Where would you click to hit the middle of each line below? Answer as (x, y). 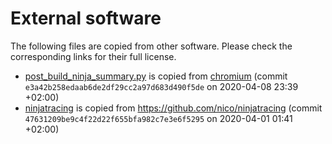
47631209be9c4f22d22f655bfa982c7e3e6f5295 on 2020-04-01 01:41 (158, 118)
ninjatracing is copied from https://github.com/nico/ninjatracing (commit (173, 108)
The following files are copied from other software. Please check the (151, 46)
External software (86, 18)
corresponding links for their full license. (93, 56)
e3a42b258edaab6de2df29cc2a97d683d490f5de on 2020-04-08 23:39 (161, 86)
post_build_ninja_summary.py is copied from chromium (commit (156, 76)
